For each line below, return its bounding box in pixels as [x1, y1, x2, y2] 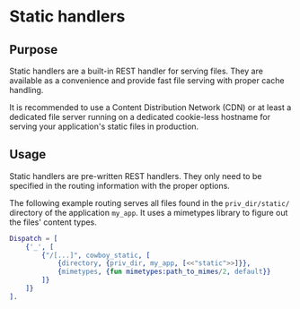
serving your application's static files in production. [9, 121, 199, 132]
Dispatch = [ [9, 234, 58, 243]
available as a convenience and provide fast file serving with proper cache [9, 75, 285, 86]
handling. [9, 85, 44, 95]
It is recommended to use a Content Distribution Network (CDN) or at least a [9, 102, 292, 113]
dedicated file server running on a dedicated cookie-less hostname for [9, 112, 271, 122]
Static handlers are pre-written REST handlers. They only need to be [9, 170, 262, 181]
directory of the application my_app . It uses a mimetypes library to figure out [9, 207, 288, 218]
